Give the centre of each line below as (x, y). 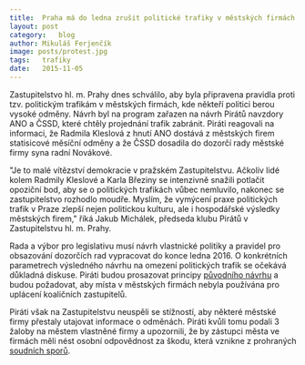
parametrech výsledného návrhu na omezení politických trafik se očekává (148, 265)
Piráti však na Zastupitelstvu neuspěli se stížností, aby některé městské (143, 311)
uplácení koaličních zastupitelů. (68, 294)
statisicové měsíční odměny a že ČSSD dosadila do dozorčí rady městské (147, 143)
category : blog (42, 35)
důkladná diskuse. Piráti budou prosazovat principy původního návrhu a (144, 275)
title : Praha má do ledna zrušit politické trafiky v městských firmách (152, 18)
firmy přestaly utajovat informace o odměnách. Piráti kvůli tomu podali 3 (144, 321)
